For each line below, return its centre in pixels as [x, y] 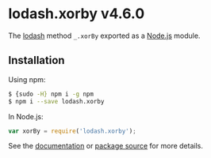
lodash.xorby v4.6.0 [77, 14]
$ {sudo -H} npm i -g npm [51, 94]
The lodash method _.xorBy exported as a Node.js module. [104, 36]
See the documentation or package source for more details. [106, 146]
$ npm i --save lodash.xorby [56, 101]
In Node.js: [26, 116]
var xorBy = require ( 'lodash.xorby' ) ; [72, 131]
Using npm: [27, 79]
